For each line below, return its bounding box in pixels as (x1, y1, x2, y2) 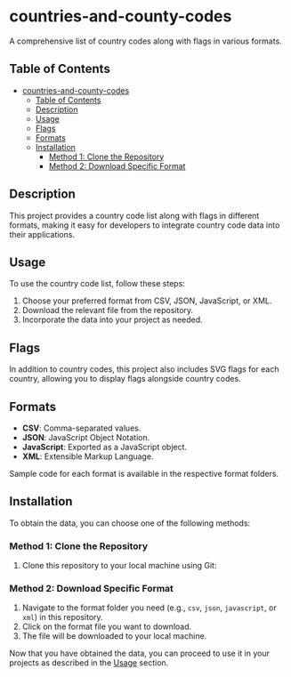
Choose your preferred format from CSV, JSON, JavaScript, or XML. (21, 295, 272, 306)
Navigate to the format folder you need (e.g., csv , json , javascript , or (21, 602, 278, 613)
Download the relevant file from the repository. (21, 305, 194, 316)
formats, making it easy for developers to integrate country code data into (9, 220, 280, 230)
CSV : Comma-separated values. (21, 423, 141, 433)
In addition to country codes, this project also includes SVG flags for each (9, 364, 279, 375)
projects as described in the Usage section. (9, 657, 169, 668)
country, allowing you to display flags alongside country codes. (9, 374, 242, 384)
